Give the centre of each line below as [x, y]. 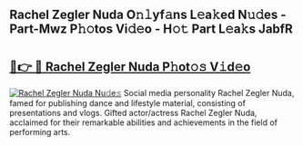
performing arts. [40, 132]
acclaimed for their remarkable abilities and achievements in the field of [143, 122]
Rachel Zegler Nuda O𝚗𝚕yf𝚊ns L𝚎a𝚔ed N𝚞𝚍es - [148, 15]
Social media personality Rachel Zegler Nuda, [209, 93]
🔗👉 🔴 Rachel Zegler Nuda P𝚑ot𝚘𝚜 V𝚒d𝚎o [130, 67]
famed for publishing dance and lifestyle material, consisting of [127, 103]
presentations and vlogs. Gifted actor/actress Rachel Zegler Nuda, [133, 113]
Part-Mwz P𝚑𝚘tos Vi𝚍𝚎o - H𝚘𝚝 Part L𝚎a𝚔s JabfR [151, 29]
